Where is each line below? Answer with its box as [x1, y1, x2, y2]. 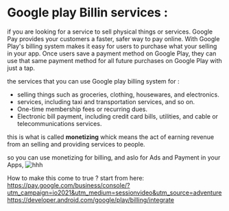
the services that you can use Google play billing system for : [7, 77, 180, 85]
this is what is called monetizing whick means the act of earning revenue [7, 132, 215, 141]
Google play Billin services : [7, 5, 168, 21]
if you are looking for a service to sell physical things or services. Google [7, 27, 213, 36]
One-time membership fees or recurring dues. [16, 105, 147, 113]
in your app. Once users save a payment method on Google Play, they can [7, 49, 217, 58]
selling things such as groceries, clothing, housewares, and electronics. [16, 90, 219, 99]
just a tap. [7, 64, 36, 72]
